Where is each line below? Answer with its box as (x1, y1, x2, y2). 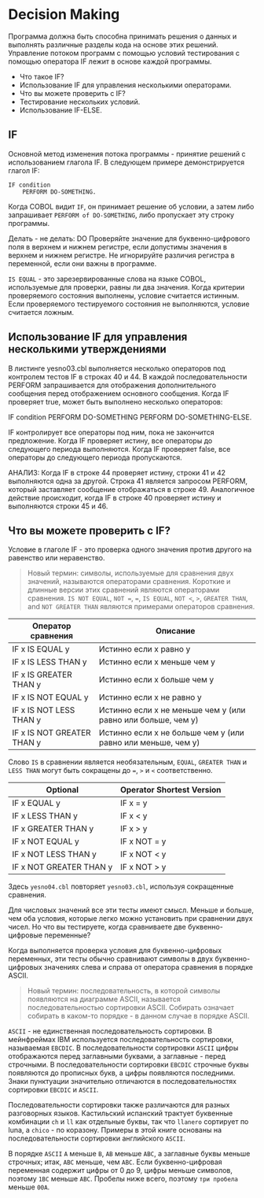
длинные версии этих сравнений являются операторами (27, 585, 220, 595)
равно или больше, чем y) (98, 715, 199, 726)
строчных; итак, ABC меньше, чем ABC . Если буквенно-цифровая (8, 1157, 222, 1167)
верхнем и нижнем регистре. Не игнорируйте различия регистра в (8, 250, 235, 260)
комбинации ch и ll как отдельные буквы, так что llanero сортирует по (8, 1117, 249, 1126)
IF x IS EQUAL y (12, 644, 70, 655)
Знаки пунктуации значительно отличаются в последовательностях (8, 1077, 237, 1086)
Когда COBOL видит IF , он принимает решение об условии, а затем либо (8, 202, 255, 211)
